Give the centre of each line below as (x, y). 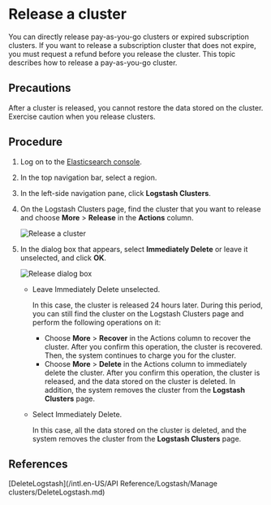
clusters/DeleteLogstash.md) (57, 492)
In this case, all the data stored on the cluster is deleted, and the (140, 430)
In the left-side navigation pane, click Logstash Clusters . (115, 193)
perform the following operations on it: (97, 322)
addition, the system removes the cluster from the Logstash (145, 390)
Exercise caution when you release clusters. (82, 116)
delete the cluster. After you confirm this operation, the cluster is (152, 372)
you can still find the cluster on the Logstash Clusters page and (138, 313)
